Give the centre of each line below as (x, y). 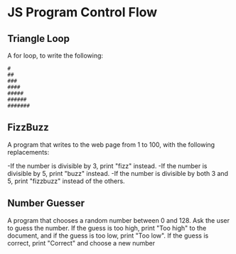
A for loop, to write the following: (55, 55)
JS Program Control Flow (82, 12)
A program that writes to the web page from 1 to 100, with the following (111, 144)
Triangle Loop (38, 39)
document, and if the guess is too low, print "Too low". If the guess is (108, 236)
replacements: (28, 152)
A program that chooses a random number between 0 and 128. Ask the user (118, 220)
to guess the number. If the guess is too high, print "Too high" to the (107, 228)
